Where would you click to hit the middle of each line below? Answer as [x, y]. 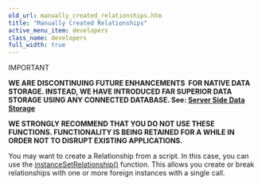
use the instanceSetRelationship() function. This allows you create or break [131, 164]
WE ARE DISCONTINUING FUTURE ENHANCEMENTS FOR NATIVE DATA [129, 83]
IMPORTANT [29, 67]
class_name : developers [48, 38]
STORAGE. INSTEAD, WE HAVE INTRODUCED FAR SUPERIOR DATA [120, 91]
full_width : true [37, 45]
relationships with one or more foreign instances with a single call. [117, 173]
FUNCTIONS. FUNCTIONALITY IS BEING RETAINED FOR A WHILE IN [121, 133]
